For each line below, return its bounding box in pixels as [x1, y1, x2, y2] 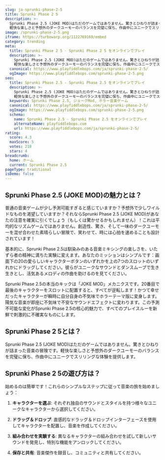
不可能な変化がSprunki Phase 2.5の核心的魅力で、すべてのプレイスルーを [5, 305, 153, 311]
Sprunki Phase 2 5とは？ [5, 327, 81, 336]
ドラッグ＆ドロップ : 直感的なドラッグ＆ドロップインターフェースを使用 [12, 416, 157, 422]
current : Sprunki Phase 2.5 [9, 162, 67, 167]
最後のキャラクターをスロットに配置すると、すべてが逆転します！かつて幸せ [5, 287, 160, 293]
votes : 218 [9, 144, 32, 149]
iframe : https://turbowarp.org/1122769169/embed [5, 35, 107, 40]
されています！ [5, 235, 35, 241]
